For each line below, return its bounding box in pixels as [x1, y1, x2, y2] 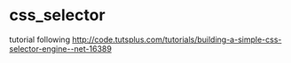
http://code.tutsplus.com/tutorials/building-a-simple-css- [72, 34, 282, 45]
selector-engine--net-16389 [9, 43, 113, 53]
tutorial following [9, 34, 71, 45]
